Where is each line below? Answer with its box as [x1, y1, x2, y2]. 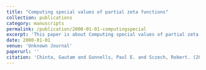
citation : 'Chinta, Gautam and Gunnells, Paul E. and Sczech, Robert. [6, 54, 191, 60]
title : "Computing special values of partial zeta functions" [6, 9, 169, 15]
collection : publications [6, 15, 72, 21]
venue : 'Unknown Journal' [6, 43, 72, 49]
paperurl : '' [6, 49, 40, 55]
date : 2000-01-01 [6, 37, 51, 43]
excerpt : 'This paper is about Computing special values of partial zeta [6, 32, 199, 38]
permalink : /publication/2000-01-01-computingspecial [6, 26, 147, 32]
